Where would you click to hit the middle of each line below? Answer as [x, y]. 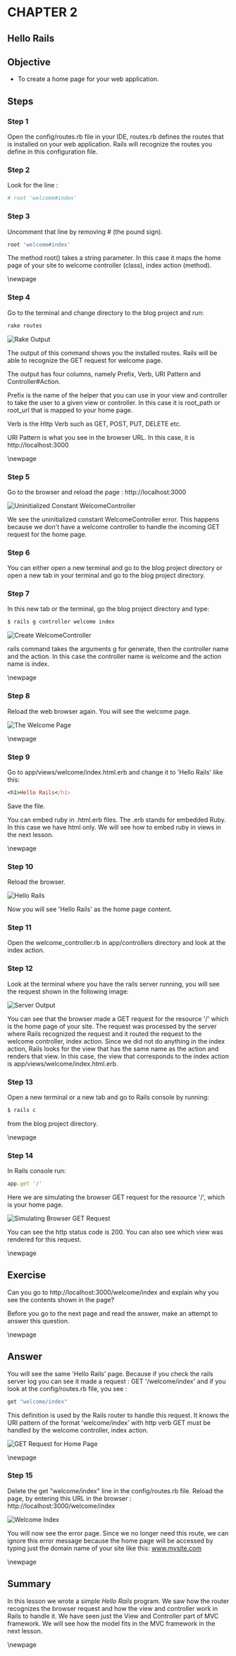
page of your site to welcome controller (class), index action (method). [110, 266]
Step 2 [19, 170]
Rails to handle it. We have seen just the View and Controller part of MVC [113, 1616]
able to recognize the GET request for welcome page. [85, 360]
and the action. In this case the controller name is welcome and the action [114, 657]
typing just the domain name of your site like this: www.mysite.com [105, 1548]
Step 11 [19, 927]
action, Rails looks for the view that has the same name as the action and [113, 1049]
